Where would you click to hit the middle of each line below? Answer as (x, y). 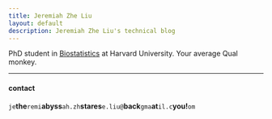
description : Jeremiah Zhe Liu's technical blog (92, 31)
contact (22, 88)
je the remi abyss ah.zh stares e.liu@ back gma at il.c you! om (102, 106)
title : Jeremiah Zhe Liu (50, 16)
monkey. (23, 62)
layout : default (36, 23)
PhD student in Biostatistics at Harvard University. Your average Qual (123, 54)
